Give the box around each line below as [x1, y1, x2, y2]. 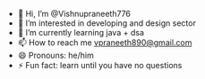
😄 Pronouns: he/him [17, 50, 94, 60]
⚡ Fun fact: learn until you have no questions [17, 60, 183, 70]
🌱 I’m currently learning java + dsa [17, 28, 145, 37]
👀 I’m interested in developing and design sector [17, 18, 197, 28]
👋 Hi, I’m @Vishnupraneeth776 [17, 9, 132, 19]
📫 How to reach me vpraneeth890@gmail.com [17, 37, 192, 48]
